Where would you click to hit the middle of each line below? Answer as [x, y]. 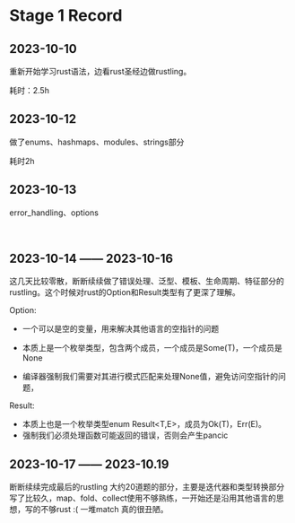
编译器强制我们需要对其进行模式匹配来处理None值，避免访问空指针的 [150, 377]
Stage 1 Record [66, 16]
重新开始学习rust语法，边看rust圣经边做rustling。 [100, 71]
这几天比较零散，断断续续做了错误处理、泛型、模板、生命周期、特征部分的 [147, 281]
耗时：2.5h [29, 90]
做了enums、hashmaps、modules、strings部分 [97, 142]
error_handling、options [54, 213]
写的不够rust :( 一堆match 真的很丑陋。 [96, 510]
